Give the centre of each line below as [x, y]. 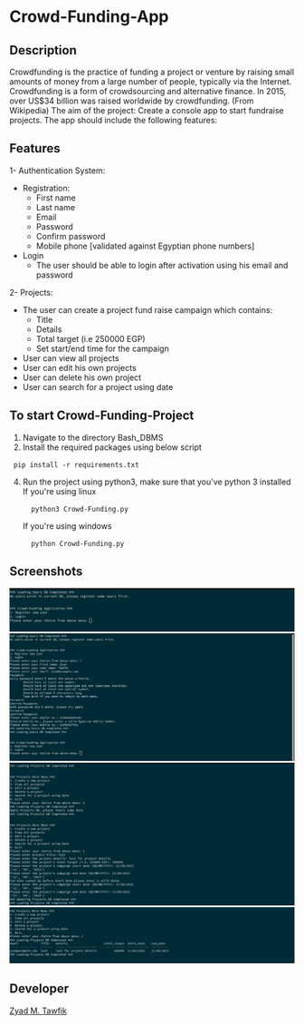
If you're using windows [67, 526]
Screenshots [46, 572]
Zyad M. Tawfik [38, 1010]
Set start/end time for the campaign [102, 348]
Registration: [46, 188]
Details [49, 329]
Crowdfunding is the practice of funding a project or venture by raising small [152, 72]
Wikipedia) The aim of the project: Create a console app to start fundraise [147, 110]
